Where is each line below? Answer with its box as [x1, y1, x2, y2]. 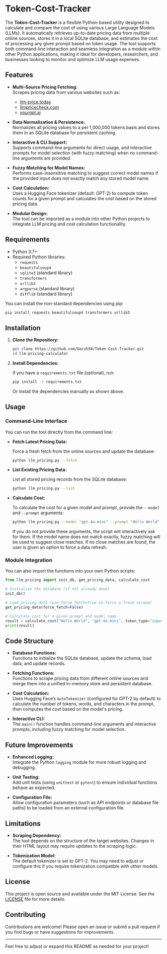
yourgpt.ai [19, 109, 41, 115]
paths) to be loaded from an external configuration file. [12, 805, 125, 811]
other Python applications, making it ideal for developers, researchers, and [5, 51, 158, 57]
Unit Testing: [12, 774, 40, 780]
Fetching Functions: [12, 670, 55, 676]
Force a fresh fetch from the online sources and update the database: [12, 448, 155, 454]
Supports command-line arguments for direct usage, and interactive [12, 145, 152, 151]
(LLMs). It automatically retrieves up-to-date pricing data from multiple [5, 30, 150, 36]
